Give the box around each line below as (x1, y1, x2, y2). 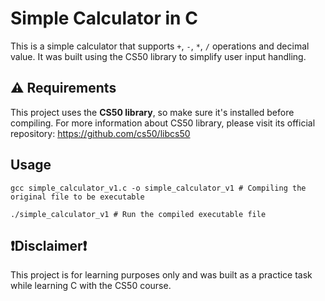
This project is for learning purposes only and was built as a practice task (10, 269, 313, 281)
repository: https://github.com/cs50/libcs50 (10, 127, 191, 139)
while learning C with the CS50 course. (10, 280, 172, 292)
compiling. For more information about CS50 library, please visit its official (10, 117, 316, 129)
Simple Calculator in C (10, 7, 198, 30)
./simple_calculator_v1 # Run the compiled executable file (10, 209, 267, 219)
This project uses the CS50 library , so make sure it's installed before (10, 106, 295, 118)
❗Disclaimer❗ (10, 237, 88, 254)
